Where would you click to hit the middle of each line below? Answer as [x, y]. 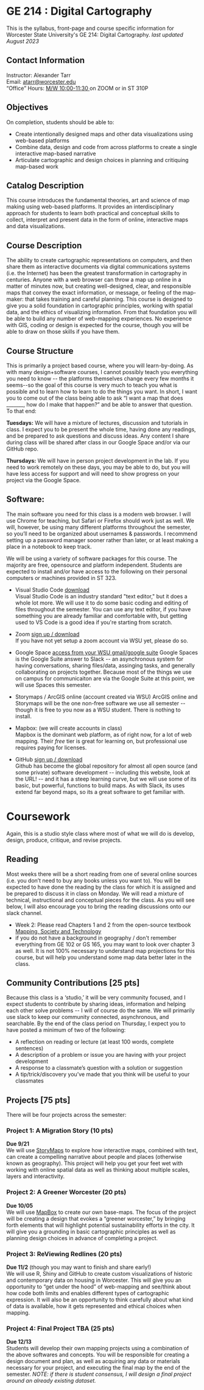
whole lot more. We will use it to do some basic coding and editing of [102, 603]
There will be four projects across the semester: [66, 1115]
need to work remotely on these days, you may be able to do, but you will [98, 467]
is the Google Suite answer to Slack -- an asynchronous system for [99, 659]
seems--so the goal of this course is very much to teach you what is [92, 385]
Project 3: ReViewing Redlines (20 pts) [64, 1254]
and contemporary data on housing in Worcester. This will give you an [94, 1280]
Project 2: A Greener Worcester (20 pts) [66, 1192]
